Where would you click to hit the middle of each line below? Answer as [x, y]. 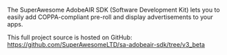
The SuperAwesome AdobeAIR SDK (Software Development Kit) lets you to [113, 10]
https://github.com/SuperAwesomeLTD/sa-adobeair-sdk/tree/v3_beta [106, 44]
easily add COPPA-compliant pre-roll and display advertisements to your [110, 17]
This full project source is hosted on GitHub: [70, 37]
